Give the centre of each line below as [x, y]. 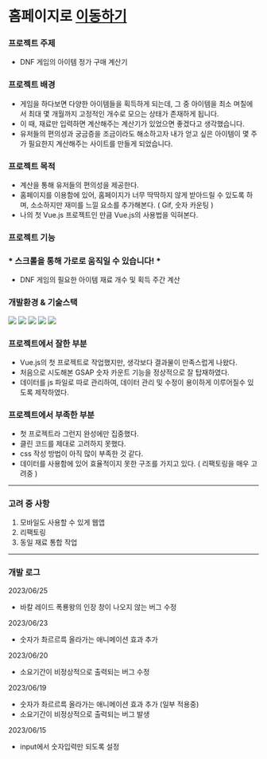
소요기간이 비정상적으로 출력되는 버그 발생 [85, 714]
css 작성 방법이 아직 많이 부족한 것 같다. [81, 454]
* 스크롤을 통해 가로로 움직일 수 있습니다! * [85, 261]
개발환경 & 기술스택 [43, 302]
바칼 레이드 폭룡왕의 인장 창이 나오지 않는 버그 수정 [98, 607]
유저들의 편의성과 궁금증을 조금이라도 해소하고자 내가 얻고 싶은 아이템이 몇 [134, 133]
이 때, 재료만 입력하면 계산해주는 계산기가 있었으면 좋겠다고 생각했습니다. [132, 124]
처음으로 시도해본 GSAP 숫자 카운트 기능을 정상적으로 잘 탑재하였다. [125, 372]
